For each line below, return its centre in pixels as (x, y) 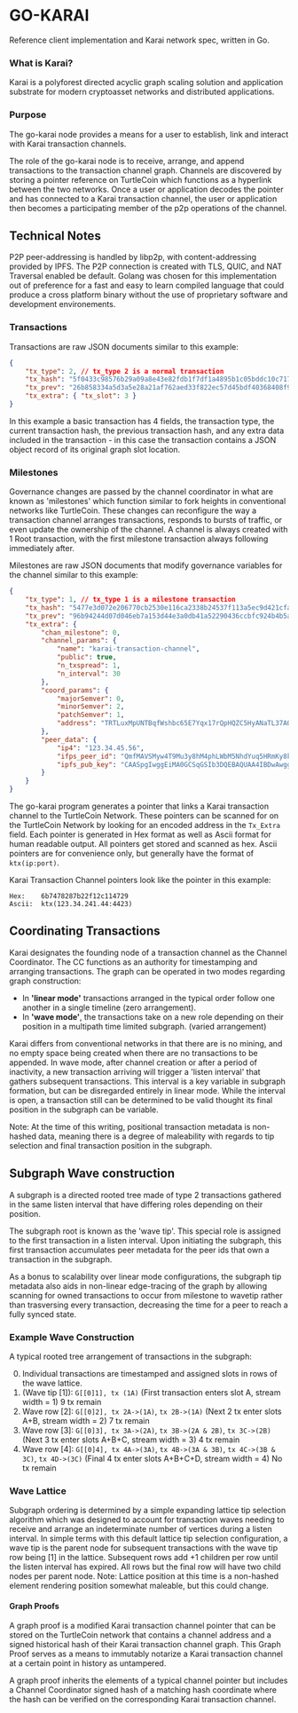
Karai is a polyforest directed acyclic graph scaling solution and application (146, 83)
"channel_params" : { (79, 641)
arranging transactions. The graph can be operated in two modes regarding (147, 971)
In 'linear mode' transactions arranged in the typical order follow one (148, 998)
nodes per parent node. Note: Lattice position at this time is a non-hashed (144, 1576)
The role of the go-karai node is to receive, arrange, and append (127, 161)
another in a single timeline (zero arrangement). (109, 1007)
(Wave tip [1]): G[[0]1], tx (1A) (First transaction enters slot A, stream (151, 1392)
